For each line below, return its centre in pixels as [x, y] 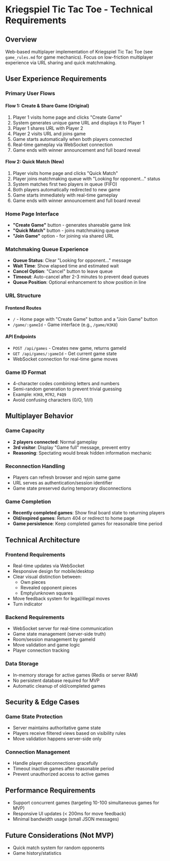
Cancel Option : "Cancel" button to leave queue [63, 272]
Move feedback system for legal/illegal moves [61, 598]
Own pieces [33, 582]
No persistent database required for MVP [56, 680]
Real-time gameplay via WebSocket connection [63, 145]
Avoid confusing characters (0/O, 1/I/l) [53, 400]
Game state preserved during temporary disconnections [72, 488]
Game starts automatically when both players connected [72, 139]
